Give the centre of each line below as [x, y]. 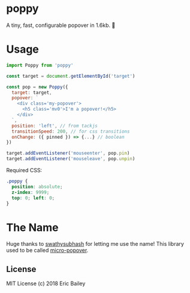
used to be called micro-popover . [47, 251]
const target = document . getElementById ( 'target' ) [71, 76]
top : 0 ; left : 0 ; [33, 198]
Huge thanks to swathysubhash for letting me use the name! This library [95, 244]
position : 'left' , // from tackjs [55, 126]
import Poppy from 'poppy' [40, 65]
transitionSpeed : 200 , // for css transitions [71, 131]
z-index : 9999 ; [31, 192]
